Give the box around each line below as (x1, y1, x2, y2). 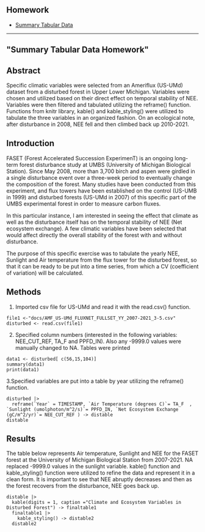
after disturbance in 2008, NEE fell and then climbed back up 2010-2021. (6, 120, 189, 128)
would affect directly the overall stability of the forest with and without (6, 231, 182, 238)
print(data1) (6, 366, 40, 372)
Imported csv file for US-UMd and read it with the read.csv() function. (15, 303, 191, 311)
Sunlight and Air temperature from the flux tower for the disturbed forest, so (6, 256, 197, 264)
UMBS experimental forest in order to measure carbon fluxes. (6, 200, 161, 207)
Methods (6, 287, 41, 297)
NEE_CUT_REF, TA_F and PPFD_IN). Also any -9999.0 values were (15, 338, 182, 345)
